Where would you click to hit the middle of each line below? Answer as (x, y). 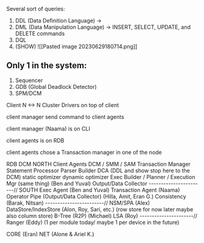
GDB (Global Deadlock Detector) (56, 86)
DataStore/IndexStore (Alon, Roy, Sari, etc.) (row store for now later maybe (100, 209)
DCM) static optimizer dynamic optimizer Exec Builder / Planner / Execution (101, 177)
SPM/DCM (28, 93)
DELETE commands (40, 33)
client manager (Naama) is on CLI (48, 129)
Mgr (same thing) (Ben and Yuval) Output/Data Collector (77, 183)
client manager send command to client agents (65, 117)
